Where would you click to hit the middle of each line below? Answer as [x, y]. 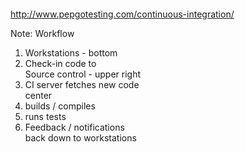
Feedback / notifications [74, 127]
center [38, 95]
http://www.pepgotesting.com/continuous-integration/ [122, 14]
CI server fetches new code [82, 84]
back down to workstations [80, 138]
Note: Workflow [42, 33]
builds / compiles [60, 106]
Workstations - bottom [71, 53]
